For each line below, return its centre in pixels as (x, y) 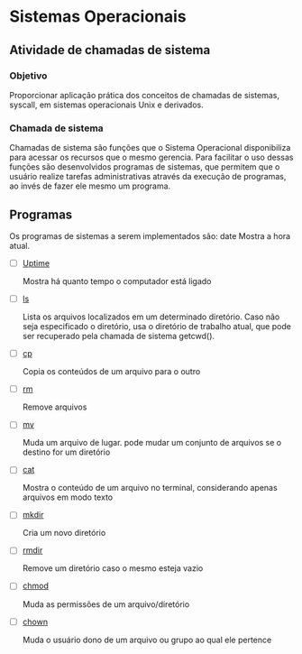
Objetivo (28, 76)
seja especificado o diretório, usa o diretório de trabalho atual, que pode (156, 327)
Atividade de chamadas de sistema (110, 50)
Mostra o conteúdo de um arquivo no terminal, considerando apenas (150, 488)
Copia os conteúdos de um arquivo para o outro (111, 372)
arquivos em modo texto (68, 497)
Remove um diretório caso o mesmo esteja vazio (113, 568)
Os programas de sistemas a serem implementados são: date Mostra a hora (150, 235)
